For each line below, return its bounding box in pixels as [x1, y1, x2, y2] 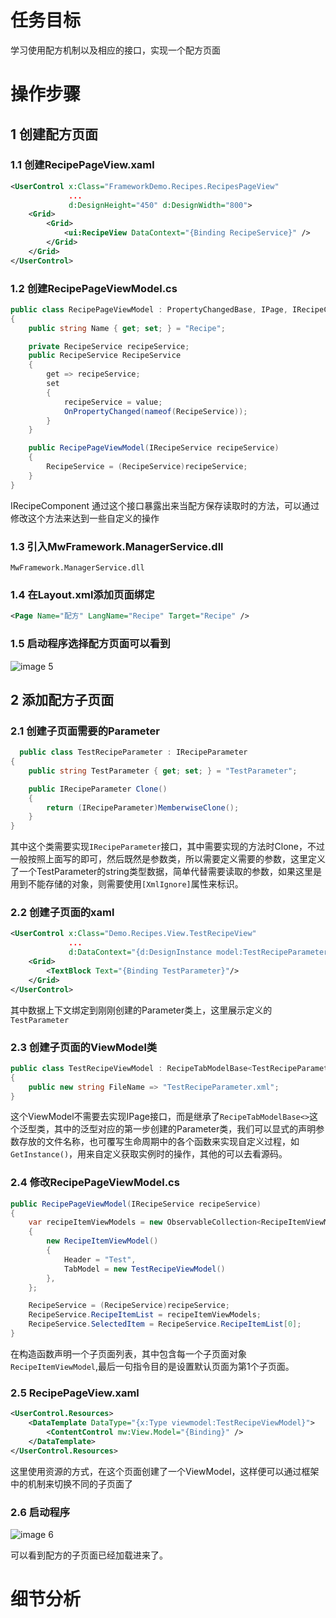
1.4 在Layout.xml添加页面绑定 [10, 587, 155, 601]
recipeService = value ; [63, 397, 163, 407]
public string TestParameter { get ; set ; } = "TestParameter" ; [28, 766, 298, 776]
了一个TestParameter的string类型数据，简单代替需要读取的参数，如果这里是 [10, 866, 322, 878]
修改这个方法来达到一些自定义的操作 [10, 512, 160, 524]
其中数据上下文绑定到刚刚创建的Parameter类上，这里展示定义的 [10, 1004, 273, 1016]
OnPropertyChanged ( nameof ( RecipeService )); [63, 406, 248, 416]
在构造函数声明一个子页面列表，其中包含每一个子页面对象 [10, 1347, 247, 1360]
